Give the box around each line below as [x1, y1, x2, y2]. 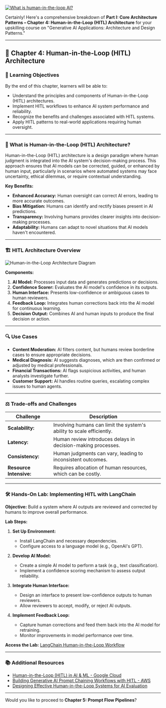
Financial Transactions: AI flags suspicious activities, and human [12, 367, 146, 374]
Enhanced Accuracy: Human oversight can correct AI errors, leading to [12, 192, 159, 198]
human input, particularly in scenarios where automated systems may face [5, 168, 157, 174]
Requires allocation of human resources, [53, 464, 147, 471]
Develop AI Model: [12, 553, 51, 559]
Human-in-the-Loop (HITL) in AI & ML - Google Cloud [12, 672, 122, 678]
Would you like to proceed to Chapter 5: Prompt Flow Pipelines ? [5, 697, 137, 703]
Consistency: [7, 453, 40, 460]
